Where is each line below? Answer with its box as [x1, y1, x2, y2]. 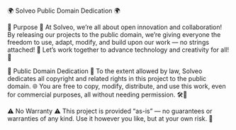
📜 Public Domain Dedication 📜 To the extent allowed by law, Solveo [7, 67, 203, 75]
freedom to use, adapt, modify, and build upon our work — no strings [7, 38, 210, 46]
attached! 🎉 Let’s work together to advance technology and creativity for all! [7, 45, 229, 54]
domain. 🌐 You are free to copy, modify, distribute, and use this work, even [7, 82, 226, 90]
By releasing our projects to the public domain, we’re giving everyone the [7, 31, 221, 38]
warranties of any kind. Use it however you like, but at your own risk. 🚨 [7, 114, 213, 123]
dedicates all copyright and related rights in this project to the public [7, 75, 207, 82]
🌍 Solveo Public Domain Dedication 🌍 [7, 6, 120, 15]
